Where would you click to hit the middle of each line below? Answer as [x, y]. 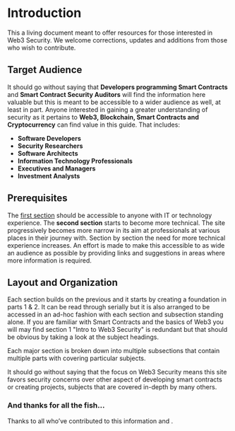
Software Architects [48, 153]
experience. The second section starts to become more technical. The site [116, 223]
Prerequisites [37, 199]
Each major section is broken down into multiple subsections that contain [114, 351]
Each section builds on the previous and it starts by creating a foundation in [117, 299]
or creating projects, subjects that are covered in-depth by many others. [112, 387]
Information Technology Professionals [75, 161]
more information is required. [49, 260]
